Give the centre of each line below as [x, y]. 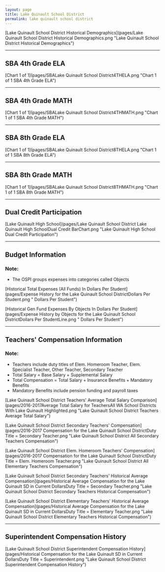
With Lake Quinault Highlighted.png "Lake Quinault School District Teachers [82, 410]
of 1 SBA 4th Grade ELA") [31, 81]
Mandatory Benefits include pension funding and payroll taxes [75, 390]
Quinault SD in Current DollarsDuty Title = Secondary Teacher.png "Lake [79, 486]
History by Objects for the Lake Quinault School [87, 314]
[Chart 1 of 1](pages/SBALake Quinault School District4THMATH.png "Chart [82, 112]
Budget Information [36, 254]
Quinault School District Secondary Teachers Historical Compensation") [78, 491]
